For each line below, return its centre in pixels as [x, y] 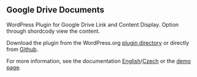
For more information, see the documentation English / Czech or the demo [99, 61]
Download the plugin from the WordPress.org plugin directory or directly [98, 42]
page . [14, 67]
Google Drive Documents [55, 10]
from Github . [22, 49]
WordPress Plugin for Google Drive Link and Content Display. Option [93, 24]
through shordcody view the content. [53, 31]
